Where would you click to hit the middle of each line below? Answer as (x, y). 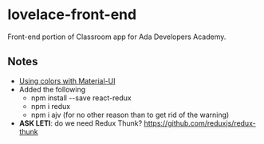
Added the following (52, 89)
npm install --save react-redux (81, 98)
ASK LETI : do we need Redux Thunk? (81, 123)
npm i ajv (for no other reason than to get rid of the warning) (130, 115)
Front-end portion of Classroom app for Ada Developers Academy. (117, 37)
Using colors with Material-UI (67, 80)
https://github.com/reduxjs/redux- (200, 123)
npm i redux (51, 106)
